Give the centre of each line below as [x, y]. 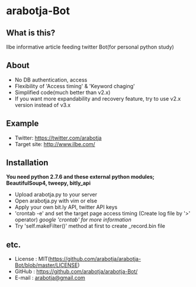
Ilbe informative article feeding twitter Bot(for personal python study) [90, 47]
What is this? [31, 33]
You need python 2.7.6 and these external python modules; [81, 177]
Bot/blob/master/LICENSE [46, 265]
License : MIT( [32, 259]
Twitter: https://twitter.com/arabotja [58, 138]
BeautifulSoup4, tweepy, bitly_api [48, 183]
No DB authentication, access [51, 80]
